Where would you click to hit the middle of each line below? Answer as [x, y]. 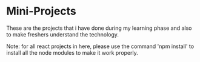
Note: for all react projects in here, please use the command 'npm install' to [100, 46]
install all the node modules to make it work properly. [72, 52]
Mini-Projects [42, 11]
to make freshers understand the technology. [63, 34]
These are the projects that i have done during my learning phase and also [99, 28]
